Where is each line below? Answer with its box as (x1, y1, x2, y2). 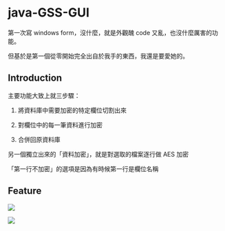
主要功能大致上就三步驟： (8, 91, 81, 99)
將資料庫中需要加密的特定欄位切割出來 (17, 106, 127, 114)
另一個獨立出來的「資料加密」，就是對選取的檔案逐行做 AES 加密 (8, 150, 189, 158)
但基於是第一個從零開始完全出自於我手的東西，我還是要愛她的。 (8, 52, 189, 60)
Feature (8, 185, 42, 197)
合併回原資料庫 (17, 135, 61, 143)
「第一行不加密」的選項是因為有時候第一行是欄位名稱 (8, 164, 159, 173)
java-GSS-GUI (8, 5, 90, 21)
